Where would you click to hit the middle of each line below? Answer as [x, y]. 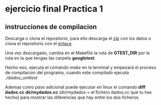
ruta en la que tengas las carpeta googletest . [50, 58]
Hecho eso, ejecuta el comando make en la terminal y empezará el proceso [81, 67]
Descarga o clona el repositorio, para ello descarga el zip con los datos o [78, 38]
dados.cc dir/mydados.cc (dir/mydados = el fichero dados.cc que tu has [79, 92]
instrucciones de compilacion [51, 27]
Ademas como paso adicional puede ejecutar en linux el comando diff [75, 87]
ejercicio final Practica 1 [54, 9]
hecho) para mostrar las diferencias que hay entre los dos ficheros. [72, 97]
